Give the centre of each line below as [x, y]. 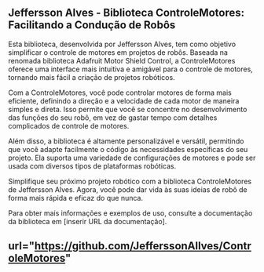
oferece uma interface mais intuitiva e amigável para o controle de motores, [130, 69]
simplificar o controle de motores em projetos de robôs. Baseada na [118, 52]
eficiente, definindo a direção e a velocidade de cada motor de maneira [124, 100]
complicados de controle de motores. [69, 125]
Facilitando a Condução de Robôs [92, 25]
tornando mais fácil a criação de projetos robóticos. [92, 77]
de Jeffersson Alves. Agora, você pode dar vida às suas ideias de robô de [128, 189]
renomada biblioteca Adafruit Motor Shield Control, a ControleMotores [122, 60]
